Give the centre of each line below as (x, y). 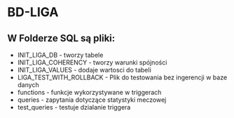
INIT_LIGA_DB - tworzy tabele (60, 55)
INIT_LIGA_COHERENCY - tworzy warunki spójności (92, 63)
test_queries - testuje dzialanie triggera (74, 107)
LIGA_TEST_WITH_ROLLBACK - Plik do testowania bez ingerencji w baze (122, 77)
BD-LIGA (33, 12)
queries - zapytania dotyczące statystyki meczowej (92, 100)
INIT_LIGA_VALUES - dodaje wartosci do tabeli (84, 70)
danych (28, 85)
